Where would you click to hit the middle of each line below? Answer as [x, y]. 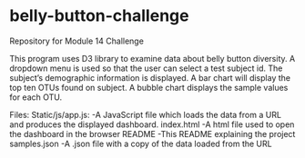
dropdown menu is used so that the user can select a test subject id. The [146, 68]
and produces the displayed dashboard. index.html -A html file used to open [152, 124]
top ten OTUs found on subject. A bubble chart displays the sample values [149, 87]
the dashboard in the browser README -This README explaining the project [152, 133]
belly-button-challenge [99, 16]
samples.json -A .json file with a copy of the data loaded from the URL [141, 143]
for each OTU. [36, 97]
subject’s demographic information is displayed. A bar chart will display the [150, 77]
